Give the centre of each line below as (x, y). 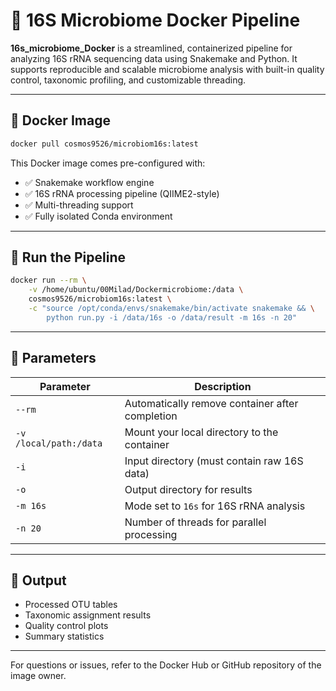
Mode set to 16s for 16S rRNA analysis (215, 506)
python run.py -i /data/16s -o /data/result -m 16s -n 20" (172, 317)
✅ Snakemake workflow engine (89, 182)
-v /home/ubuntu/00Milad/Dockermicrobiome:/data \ (136, 290)
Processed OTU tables (71, 605)
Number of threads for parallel (195, 522)
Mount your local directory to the (201, 432)
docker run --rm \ (48, 280)
